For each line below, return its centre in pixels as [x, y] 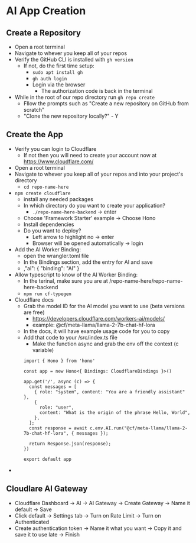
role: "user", [57, 407]
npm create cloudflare [43, 193]
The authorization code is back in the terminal [97, 91]
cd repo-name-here [46, 187]
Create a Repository [44, 33]
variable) [43, 350]
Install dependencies [49, 224]
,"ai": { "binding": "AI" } [51, 268]
